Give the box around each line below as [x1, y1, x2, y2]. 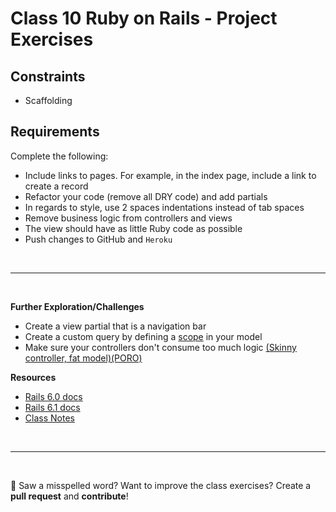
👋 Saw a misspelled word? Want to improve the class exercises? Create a [10, 479, 312, 491]
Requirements [10, 123, 100, 141]
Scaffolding [24, 95, 73, 106]
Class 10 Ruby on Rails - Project [10, 7, 278, 30]
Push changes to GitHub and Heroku [24, 233, 173, 245]
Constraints [10, 68, 86, 85]
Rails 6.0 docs [24, 390, 83, 402]
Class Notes [24, 412, 75, 424]
